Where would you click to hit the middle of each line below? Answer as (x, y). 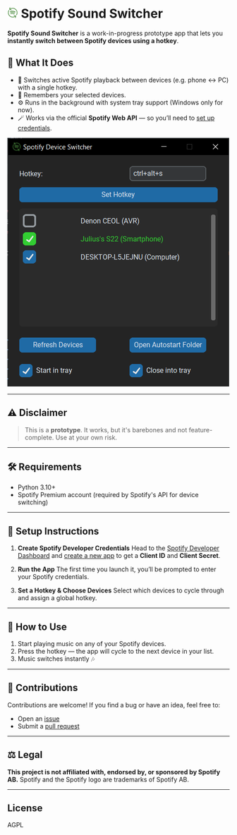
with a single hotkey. (47, 87)
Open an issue (38, 719)
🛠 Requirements (45, 467)
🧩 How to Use (37, 627)
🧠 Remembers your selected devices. (72, 95)
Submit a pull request (48, 726)
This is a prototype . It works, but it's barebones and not (106, 429)
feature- (201, 429)
